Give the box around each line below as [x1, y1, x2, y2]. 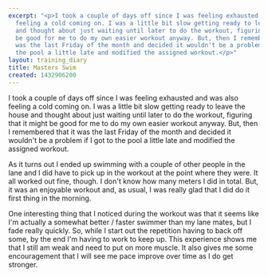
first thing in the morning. [8, 193, 92, 203]
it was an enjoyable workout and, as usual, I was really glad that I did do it [8, 184, 250, 194]
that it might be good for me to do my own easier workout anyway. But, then [8, 118, 258, 128]
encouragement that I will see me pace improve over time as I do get [8, 251, 234, 260]
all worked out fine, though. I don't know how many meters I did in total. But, [8, 176, 259, 186]
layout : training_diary [8, 57, 88, 65]
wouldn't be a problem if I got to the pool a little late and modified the [8, 135, 235, 144]
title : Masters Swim [8, 64, 77, 72]
